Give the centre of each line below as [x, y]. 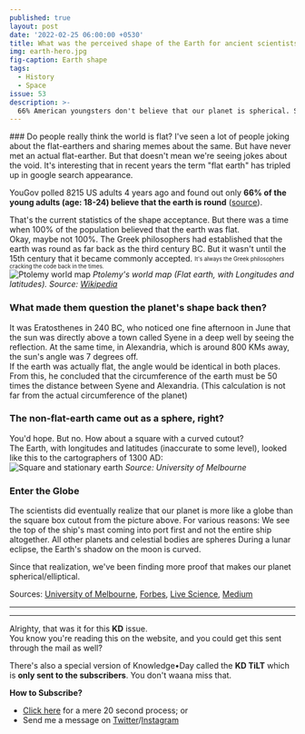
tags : [20, 69]
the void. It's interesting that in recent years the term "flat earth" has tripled [150, 165]
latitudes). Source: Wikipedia [64, 284]
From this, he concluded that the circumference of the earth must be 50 [143, 376]
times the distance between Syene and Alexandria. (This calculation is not [148, 385]
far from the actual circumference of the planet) [98, 395]
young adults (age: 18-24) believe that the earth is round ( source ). [136, 203]
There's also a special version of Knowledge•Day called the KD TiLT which [150, 666]
